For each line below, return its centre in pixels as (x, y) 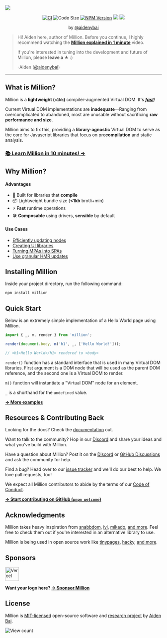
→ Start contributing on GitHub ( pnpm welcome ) (53, 499)
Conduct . (15, 490)
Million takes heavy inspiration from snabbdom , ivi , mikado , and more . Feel (82, 527)
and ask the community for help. (38, 460)
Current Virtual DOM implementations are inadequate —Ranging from (76, 109)
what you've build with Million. (36, 445)
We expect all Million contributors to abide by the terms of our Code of (77, 484)
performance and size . (29, 120)
